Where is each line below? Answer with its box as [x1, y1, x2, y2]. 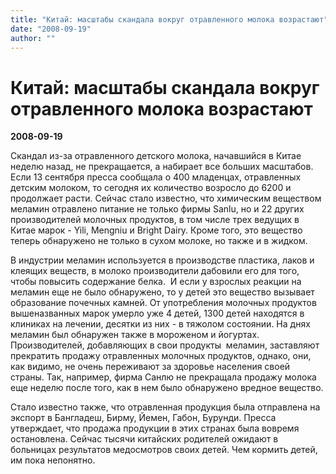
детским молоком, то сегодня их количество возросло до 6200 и [10, 182, 292, 194]
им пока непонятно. [10, 454, 96, 466]
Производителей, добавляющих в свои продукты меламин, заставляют [10, 339, 320, 351]
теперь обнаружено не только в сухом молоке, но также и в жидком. [10, 235, 308, 247]
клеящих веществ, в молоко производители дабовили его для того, [10, 265, 300, 277]
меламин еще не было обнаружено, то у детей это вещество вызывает [10, 286, 315, 298]
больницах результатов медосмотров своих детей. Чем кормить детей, [10, 444, 318, 456]
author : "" [10, 33, 56, 43]
